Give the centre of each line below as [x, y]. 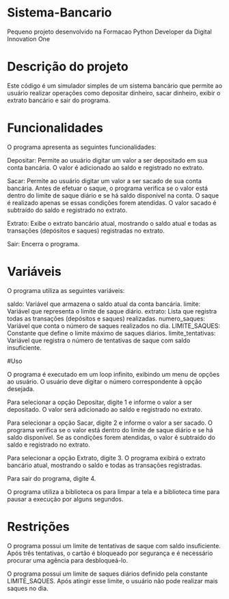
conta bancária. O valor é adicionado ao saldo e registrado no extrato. [106, 167]
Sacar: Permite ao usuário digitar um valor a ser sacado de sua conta [104, 180]
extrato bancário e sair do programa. [59, 100]
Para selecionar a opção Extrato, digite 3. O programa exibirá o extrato [106, 458]
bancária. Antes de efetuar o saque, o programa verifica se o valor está [108, 188]
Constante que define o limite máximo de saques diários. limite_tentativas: [111, 333]
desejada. [21, 388]
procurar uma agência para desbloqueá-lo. [68, 560]
